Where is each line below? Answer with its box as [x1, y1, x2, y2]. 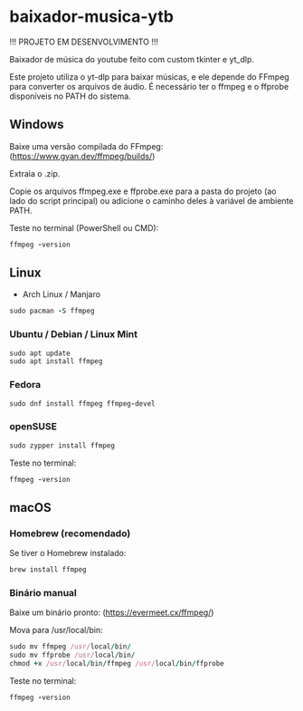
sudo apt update [9, 349, 71, 358]
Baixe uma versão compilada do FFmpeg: [9, 140, 164, 151]
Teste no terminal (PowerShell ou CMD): [9, 222, 159, 233]
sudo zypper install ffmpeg [9, 441, 116, 450]
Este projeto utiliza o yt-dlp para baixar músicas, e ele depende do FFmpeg [9, 71, 289, 82]
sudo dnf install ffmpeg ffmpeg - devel [9, 399, 156, 408]
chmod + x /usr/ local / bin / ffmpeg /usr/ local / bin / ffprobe [9, 659, 224, 668]
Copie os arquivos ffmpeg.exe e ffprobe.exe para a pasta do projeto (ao [9, 186, 277, 197]
